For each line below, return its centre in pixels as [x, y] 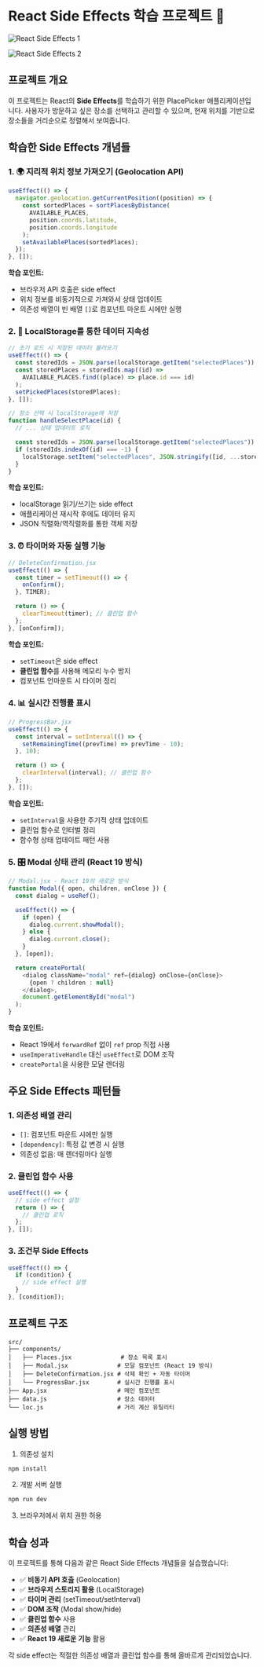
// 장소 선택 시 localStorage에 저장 [63, 413]
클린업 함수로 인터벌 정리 [57, 830]
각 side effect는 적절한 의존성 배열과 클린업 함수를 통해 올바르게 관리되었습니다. [130, 1655]
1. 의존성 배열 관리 [40, 1116]
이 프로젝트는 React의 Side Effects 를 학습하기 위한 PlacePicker [107, 101]
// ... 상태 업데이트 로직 [53, 428]
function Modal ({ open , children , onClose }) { [88, 888]
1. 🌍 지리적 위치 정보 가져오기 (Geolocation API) [96, 172]
